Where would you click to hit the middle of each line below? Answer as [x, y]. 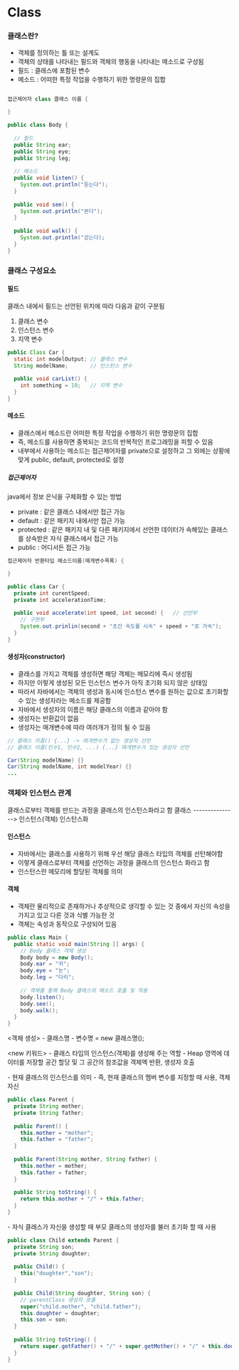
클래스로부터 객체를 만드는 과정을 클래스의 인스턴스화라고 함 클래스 [100, 810]
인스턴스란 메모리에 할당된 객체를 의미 [70, 871]
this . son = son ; [44, 1320]
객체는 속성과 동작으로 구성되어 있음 [67, 924]
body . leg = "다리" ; [47, 977]
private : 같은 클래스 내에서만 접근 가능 [71, 512]
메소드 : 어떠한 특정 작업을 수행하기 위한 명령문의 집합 [91, 80]
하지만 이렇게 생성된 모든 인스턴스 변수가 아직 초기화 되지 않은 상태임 [112, 683]
